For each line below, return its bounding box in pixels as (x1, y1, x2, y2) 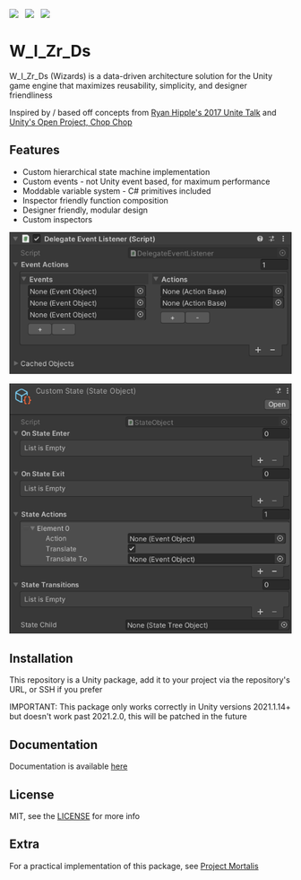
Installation (9, 651, 73, 667)
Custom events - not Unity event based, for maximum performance (21, 176, 271, 187)
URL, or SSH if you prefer (9, 684, 103, 695)
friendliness (9, 90, 53, 100)
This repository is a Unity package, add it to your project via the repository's (9, 675, 291, 685)
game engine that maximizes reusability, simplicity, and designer (9, 80, 248, 91)
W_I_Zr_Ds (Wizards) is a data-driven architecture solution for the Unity (9, 70, 273, 81)
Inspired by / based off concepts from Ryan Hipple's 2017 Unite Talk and (9, 107, 277, 118)
